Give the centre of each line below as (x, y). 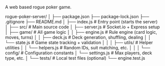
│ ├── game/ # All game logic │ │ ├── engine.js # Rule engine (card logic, (81, 32)
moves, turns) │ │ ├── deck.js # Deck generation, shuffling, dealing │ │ (78, 37)
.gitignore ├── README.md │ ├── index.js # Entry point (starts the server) (81, 22)
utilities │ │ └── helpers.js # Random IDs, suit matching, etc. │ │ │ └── (78, 48)
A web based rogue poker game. (38, 7)
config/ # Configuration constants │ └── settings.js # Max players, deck (79, 53)
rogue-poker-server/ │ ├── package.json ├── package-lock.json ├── (77, 16)
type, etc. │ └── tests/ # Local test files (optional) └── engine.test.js (75, 58)
